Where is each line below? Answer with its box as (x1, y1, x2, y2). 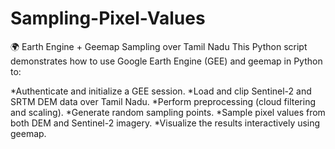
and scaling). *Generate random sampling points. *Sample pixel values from (10, 106, 326, 118)
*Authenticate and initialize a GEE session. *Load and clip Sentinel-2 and (10, 85, 312, 97)
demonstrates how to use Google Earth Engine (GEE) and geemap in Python (10, 55, 323, 67)
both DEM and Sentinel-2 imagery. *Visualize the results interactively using (10, 117, 321, 129)
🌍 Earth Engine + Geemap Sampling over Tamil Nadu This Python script (10, 40, 308, 52)
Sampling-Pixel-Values (10, 7, 206, 30)
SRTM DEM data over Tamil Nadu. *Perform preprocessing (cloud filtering (10, 95, 317, 107)
